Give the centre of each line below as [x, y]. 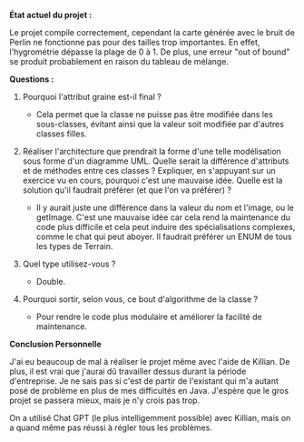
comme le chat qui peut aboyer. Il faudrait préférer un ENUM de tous [164, 236]
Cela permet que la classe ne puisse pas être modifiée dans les [155, 114]
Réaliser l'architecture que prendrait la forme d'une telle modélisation [152, 151]
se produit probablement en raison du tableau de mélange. [119, 61]
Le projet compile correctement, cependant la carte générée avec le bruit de [152, 32]
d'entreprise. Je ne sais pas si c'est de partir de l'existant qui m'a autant [144, 381]
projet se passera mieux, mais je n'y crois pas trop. [105, 400]
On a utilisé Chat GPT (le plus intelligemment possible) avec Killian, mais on [150, 418]
